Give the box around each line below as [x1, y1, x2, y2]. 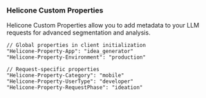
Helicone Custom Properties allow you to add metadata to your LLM [6, 21, 200, 30]
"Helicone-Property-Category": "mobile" [6, 72, 125, 79]
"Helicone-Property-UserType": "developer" [6, 78, 134, 85]
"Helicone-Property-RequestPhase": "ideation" [6, 84, 143, 91]
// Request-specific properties [6, 66, 100, 73]
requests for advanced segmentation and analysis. [6, 28, 151, 37]
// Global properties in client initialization [6, 42, 147, 49]
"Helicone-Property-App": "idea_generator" [6, 48, 134, 55]
